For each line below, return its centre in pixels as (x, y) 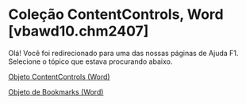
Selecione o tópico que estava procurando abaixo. (90, 61)
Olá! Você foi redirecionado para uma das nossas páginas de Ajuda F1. (123, 53)
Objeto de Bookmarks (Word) (56, 91)
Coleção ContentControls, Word (116, 15)
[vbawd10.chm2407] (79, 31)
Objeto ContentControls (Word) (59, 76)
